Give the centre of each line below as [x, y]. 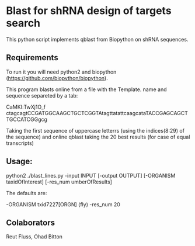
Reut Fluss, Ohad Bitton [34, 237]
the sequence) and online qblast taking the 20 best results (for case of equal [98, 137]
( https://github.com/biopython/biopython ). [57, 78]
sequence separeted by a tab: [42, 95]
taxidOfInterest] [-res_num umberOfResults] [59, 182]
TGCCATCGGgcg [27, 119]
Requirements [32, 58]
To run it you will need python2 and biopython [61, 72]
